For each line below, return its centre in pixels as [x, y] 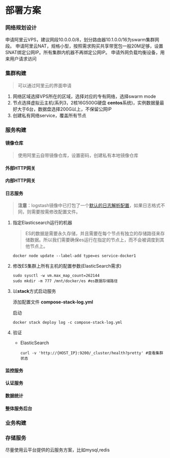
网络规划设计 [21, 28]
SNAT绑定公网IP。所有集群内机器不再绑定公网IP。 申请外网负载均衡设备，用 [85, 53]
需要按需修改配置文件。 [56, 212]
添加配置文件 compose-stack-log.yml [53, 302]
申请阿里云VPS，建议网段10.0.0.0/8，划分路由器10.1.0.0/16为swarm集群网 [82, 40]
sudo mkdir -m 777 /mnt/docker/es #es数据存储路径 [65, 281]
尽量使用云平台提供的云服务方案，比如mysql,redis [58, 450]
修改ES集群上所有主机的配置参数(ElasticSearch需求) [67, 266]
